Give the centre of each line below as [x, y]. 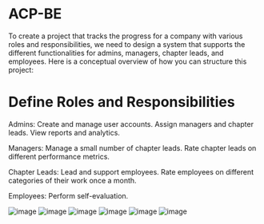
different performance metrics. [59, 156]
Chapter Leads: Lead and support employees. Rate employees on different [131, 171]
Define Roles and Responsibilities [122, 102]
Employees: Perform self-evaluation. [68, 195]
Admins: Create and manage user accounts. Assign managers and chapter [131, 124]
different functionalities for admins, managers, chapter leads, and [116, 53]
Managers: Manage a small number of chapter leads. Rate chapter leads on [132, 147]
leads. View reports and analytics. [64, 132]
